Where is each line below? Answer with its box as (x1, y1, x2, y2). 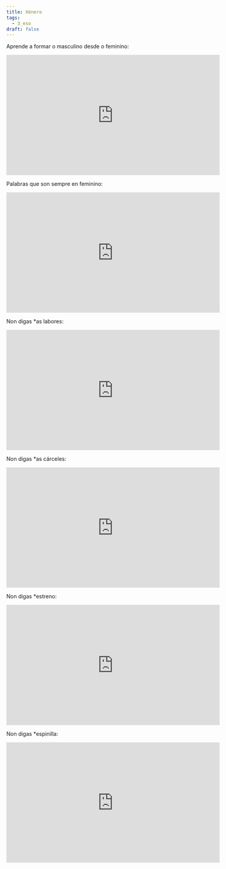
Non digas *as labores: (6, 318, 64, 325)
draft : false (6, 26, 40, 32)
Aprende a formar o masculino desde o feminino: (6, 43, 129, 50)
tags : (6, 15, 20, 21)
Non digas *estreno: (6, 593, 57, 600)
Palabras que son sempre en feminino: (6, 180, 103, 188)
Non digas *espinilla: (6, 730, 58, 738)
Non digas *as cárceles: (6, 455, 67, 463)
